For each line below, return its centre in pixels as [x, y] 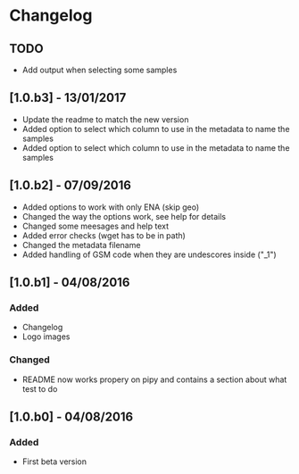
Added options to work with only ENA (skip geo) [110, 207]
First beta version [54, 462]
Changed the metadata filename [81, 245]
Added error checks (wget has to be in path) [104, 235]
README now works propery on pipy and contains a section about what [154, 379]
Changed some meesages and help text [96, 226]
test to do [40, 388]
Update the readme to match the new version [105, 119]
